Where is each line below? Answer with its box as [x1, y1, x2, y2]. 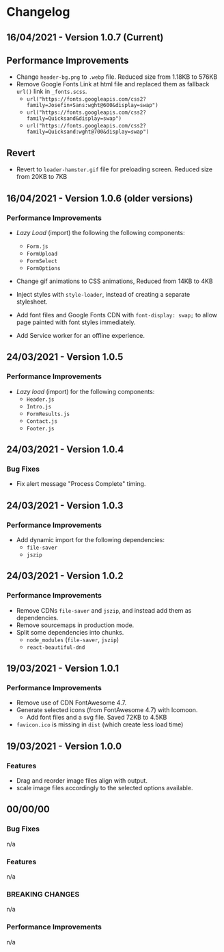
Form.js [26, 243, 48, 250]
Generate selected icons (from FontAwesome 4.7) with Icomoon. [16, 706, 198, 714]
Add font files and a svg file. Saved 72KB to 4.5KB [26, 713, 167, 722]
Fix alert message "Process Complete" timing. [16, 480, 146, 488]
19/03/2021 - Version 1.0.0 [6, 740, 122, 752]
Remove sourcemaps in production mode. [16, 621, 135, 629]
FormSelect [26, 258, 58, 265]
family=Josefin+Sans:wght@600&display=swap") [26, 102, 158, 109]
